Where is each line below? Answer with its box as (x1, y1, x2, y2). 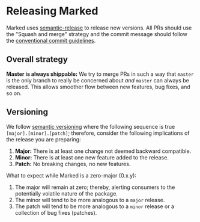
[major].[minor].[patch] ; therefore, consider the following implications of (6, 129, 190, 137)
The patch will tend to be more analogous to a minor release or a (14, 203, 175, 210)
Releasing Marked (6, 4, 98, 18)
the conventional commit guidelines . (6, 37, 96, 44)
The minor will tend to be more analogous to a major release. (14, 196, 165, 203)
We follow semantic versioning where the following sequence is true (6, 123, 175, 130)
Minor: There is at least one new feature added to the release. (14, 153, 169, 161)
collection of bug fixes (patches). (14, 209, 97, 216)
